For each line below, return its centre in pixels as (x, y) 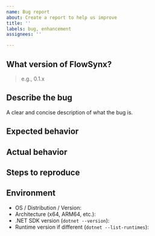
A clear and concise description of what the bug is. (70, 112)
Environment (31, 193)
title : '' (19, 23)
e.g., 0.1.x (33, 79)
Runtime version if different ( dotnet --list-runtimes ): (82, 227)
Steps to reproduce (43, 172)
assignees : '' (24, 34)
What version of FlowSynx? (59, 64)
